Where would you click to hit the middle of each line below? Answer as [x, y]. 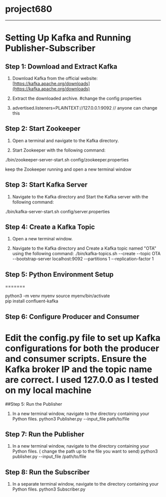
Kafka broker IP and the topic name [79, 369]
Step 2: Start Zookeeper [43, 129]
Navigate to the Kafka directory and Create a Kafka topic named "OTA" [84, 248]
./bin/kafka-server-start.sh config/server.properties [58, 211]
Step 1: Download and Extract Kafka [61, 66]
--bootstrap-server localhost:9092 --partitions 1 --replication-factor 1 [83, 259]
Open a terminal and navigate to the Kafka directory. [65, 140]
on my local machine [48, 390]
